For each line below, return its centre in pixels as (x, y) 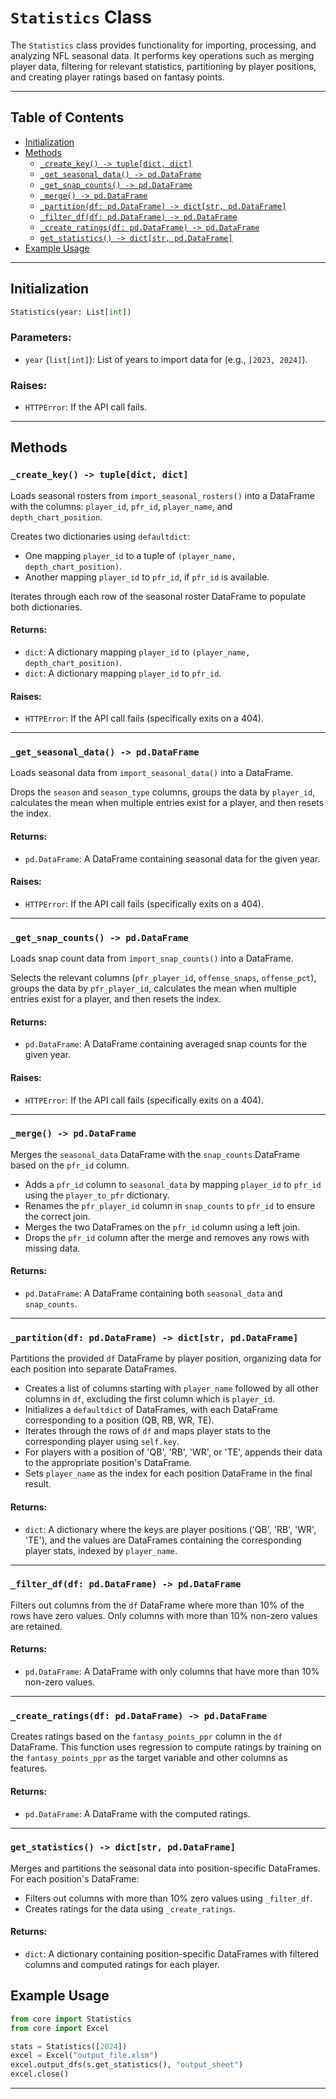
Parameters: (41, 338)
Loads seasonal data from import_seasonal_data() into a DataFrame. (152, 773)
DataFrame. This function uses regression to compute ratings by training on (166, 1747)
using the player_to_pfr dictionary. (97, 1195)
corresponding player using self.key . (102, 1442)
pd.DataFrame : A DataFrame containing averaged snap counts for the (166, 1044)
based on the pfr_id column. (70, 1165)
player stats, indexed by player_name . (101, 1550)
